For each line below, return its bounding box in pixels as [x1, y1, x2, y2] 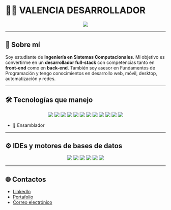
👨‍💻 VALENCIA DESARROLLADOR [5, 5, 146, 16]
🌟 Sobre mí [5, 41, 41, 49]
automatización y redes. [5, 76, 56, 82]
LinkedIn [12, 189, 31, 195]
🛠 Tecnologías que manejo [5, 96, 93, 104]
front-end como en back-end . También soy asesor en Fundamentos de [5, 64, 155, 71]
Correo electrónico [12, 199, 52, 205]
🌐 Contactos [5, 175, 46, 184]
